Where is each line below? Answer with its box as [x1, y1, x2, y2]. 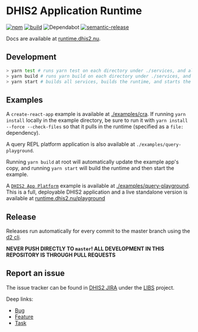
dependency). [6, 130, 40, 137]
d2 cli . [6, 234, 21, 241]
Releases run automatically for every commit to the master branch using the [6, 228, 190, 234]
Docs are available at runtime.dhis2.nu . [6, 35, 101, 42]
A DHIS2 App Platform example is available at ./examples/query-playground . [6, 182, 190, 190]
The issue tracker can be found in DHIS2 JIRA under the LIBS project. [6, 284, 175, 291]
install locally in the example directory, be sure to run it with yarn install [6, 117, 188, 124]
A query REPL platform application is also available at [6, 141, 136, 148]
